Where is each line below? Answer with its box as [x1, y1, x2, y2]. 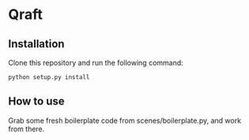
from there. [8, 124, 45, 134]
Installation [8, 37, 65, 51]
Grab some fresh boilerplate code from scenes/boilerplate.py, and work [8, 115, 242, 125]
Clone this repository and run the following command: [8, 58, 183, 67]
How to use [8, 95, 65, 108]
